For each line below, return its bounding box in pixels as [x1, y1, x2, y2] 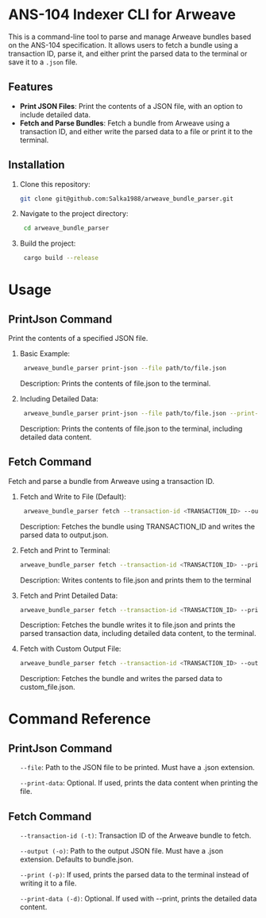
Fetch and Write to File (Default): [19, 491, 127, 502]
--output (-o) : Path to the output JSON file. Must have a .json [19, 846, 224, 856]
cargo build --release [23, 254, 99, 262]
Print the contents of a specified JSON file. [8, 334, 148, 343]
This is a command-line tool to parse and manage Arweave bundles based [8, 32, 252, 41]
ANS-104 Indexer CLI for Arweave [8, 6, 237, 24]
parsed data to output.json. [19, 530, 109, 540]
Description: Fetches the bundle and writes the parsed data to [19, 674, 223, 684]
